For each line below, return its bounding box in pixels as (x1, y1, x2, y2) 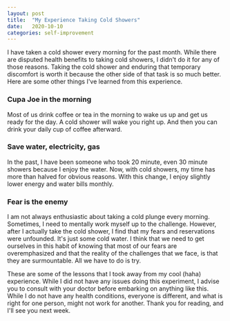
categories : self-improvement (7, 29, 95, 37)
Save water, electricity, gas (7, 142, 100, 152)
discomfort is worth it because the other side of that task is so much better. (7, 70, 222, 79)
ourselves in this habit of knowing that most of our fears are (7, 242, 178, 250)
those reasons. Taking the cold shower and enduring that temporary (7, 63, 201, 71)
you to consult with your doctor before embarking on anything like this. (7, 284, 209, 293)
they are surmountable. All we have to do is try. (7, 256, 142, 265)
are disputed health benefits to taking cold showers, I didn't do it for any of (7, 56, 220, 64)
